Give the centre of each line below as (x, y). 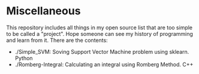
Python (24, 58)
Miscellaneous (43, 11)
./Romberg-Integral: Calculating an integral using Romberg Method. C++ (104, 64)
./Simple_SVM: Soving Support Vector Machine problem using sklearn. (102, 51)
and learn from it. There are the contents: (57, 40)
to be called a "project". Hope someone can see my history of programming (100, 33)
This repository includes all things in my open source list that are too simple (99, 27)
